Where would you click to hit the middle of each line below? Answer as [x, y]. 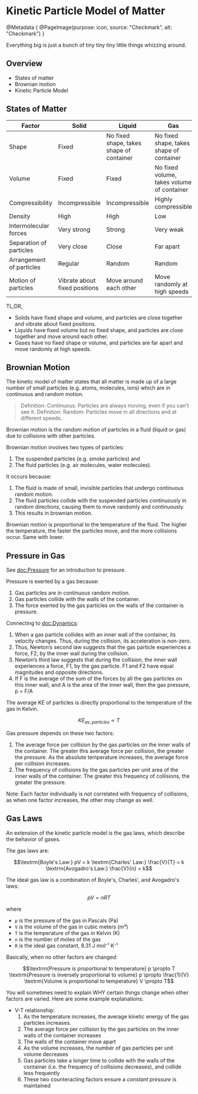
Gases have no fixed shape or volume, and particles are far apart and [99, 343]
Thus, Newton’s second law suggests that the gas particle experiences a [103, 647]
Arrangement [27, 259]
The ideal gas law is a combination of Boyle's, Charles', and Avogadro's [93, 879]
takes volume [173, 182]
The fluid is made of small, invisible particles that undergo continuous [99, 488]
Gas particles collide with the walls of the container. [77, 599]
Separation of [28, 242]
